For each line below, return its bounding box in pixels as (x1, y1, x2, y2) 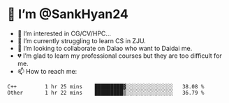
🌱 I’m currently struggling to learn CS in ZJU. (17, 36, 147, 45)
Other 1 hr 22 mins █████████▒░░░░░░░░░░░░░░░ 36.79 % (7, 89, 205, 96)
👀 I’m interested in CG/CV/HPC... (17, 29, 112, 38)
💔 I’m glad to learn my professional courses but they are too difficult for (17, 51, 222, 60)
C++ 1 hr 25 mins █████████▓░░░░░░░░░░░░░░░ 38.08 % (7, 83, 205, 90)
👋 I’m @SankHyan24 (7, 6, 129, 22)
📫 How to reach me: (17, 67, 77, 75)
